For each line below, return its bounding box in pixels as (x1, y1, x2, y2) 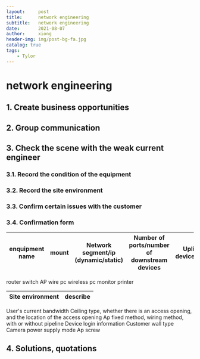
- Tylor (17, 53, 36, 59)
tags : (6, 48, 20, 54)
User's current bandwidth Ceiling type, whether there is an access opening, (6, 308, 192, 315)
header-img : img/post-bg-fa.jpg (6, 36, 86, 42)
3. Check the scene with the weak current (6, 143, 164, 153)
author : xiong (6, 31, 52, 37)
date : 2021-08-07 (6, 25, 65, 32)
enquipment (9, 245, 45, 253)
